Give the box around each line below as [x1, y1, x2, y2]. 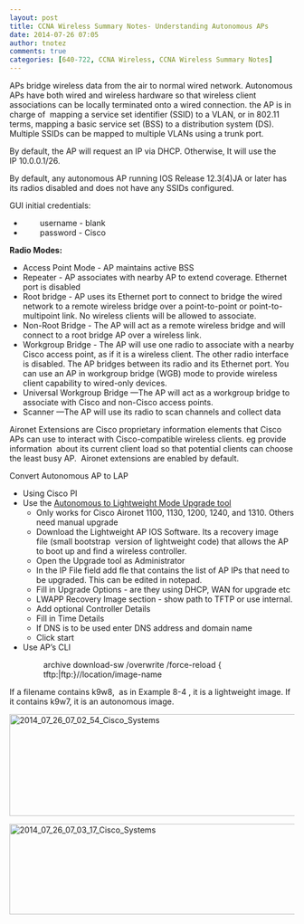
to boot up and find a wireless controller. [35, 546, 187, 557]
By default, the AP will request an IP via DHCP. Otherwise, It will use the [9, 146, 277, 157]
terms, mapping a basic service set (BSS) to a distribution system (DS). [9, 119, 274, 129]
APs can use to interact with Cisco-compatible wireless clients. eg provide [9, 433, 287, 444]
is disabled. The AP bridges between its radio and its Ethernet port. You [22, 358, 290, 369]
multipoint [22, 310, 61, 321]
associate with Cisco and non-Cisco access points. [22, 397, 214, 407]
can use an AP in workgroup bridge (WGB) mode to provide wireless [22, 368, 278, 378]
